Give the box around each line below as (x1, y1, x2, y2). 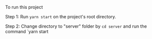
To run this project (5, 4, 43, 10)
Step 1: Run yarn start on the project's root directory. (5, 14, 116, 19)
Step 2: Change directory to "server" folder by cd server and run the (5, 23, 147, 29)
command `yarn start (5, 29, 49, 34)
